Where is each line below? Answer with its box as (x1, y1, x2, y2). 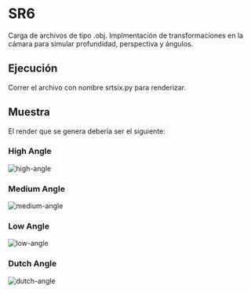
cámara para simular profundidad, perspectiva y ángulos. (8, 38, 194, 48)
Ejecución (8, 62, 58, 75)
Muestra (8, 105, 51, 119)
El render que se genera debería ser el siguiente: (8, 126, 166, 136)
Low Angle (8, 221, 49, 232)
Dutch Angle (8, 258, 57, 269)
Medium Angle (8, 183, 65, 194)
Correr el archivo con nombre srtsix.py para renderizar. (8, 82, 187, 92)
